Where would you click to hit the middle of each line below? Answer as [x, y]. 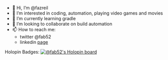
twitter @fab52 [35, 37]
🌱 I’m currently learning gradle [44, 18]
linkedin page [34, 42]
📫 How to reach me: [34, 29]
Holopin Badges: [22, 52]
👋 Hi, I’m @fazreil [30, 8]
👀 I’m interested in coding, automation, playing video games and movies [88, 13]
